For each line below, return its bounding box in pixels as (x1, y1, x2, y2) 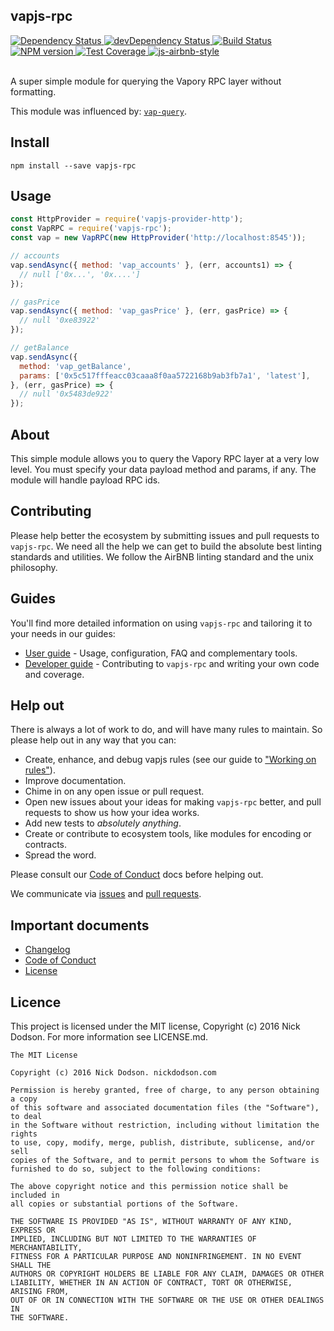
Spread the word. (24, 849, 97, 861)
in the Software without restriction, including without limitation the (10, 1120, 320, 1131)
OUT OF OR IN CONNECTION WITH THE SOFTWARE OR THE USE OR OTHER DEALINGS (10, 1295, 325, 1306)
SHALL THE (10, 1260, 52, 1271)
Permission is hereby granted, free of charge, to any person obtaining (10, 1085, 320, 1096)
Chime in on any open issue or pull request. (24, 785, 205, 798)
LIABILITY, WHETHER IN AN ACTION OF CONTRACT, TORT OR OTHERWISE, (10, 1278, 293, 1288)
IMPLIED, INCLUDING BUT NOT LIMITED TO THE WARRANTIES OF (10, 1234, 257, 1244)
